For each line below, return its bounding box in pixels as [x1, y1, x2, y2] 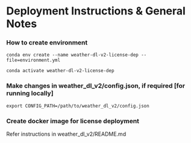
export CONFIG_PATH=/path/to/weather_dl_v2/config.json [6, 103, 149, 109]
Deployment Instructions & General [6, 4, 186, 18]
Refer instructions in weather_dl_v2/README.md [6, 130, 127, 138]
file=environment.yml [6, 57, 61, 64]
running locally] [6, 89, 54, 97]
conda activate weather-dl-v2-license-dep [6, 68, 114, 74]
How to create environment [6, 38, 88, 47]
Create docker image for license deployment [6, 117, 140, 125]
